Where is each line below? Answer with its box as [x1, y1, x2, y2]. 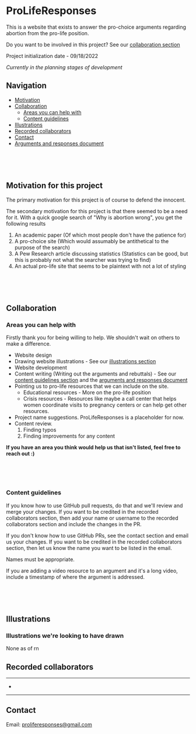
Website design [14, 351, 52, 359]
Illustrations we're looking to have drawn [6, 631, 124, 640]
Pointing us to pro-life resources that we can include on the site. [14, 383, 169, 390]
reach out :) [6, 450, 35, 458]
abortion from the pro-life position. [6, 29, 89, 36]
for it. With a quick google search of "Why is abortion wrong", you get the [6, 214, 183, 221]
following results [6, 220, 46, 227]
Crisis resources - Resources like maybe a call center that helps [23, 395, 177, 402]
